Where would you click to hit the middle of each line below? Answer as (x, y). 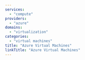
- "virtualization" (29, 32)
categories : (17, 37)
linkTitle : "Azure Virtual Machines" (43, 50)
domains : (14, 28)
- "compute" (21, 14)
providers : (16, 18)
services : (15, 9)
